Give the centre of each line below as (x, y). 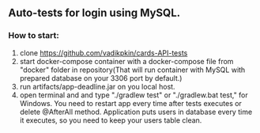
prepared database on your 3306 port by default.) (101, 78)
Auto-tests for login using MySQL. (94, 13)
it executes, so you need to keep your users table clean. (111, 120)
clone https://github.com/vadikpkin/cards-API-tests (104, 53)
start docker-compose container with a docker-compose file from (126, 61)
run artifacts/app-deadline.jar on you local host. (97, 86)
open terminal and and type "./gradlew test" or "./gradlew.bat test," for (134, 95)
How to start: (34, 36)
